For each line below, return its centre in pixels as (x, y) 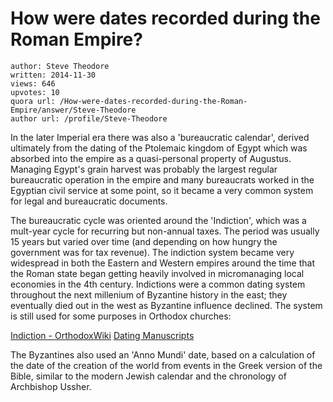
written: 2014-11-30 (53, 75)
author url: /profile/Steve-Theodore (89, 118)
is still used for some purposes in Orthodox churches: (121, 316)
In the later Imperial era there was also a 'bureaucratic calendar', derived (160, 137)
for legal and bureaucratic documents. (89, 201)
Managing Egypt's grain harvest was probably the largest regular (144, 169)
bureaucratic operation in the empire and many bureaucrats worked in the (162, 179)
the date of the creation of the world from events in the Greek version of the (166, 365)
